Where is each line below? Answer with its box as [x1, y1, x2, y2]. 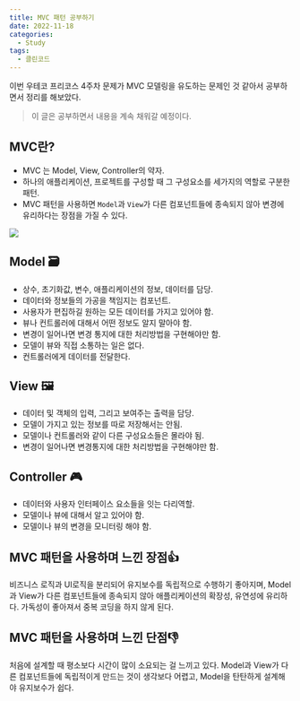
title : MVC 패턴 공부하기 [9, 13, 95, 22]
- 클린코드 [17, 55, 51, 64]
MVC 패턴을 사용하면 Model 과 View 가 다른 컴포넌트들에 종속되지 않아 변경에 [21, 198, 285, 209]
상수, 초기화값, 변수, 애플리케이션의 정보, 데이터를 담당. [21, 283, 213, 294]
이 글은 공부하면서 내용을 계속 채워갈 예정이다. [30, 111, 193, 121]
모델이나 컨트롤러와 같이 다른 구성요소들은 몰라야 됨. [21, 430, 204, 441]
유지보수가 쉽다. [18, 682, 74, 693]
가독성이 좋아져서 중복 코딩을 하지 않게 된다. [21, 601, 175, 612]
